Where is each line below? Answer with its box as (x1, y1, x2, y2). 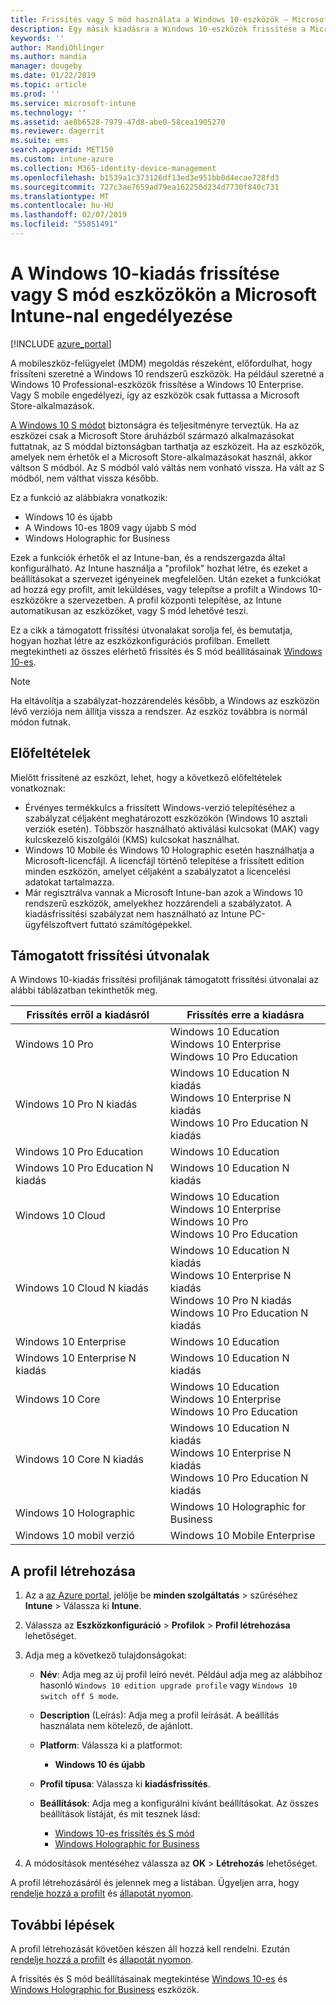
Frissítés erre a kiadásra (186, 1008, 305, 1022)
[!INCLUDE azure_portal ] (10, 337, 112, 350)
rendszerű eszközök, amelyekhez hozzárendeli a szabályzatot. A (24, 897, 292, 909)
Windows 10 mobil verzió (15, 1529, 135, 1543)
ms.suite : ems (10, 136, 70, 146)
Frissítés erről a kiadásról (26, 1008, 150, 1022)
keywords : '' (10, 33, 65, 43)
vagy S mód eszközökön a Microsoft (10, 284, 318, 306)
